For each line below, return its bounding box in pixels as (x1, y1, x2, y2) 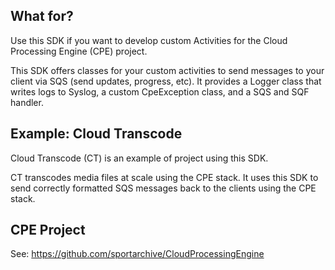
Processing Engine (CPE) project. (10, 45, 148, 57)
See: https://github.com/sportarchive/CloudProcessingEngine (10, 248, 265, 260)
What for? (10, 8, 74, 25)
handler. (10, 96, 44, 108)
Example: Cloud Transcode (10, 125, 183, 143)
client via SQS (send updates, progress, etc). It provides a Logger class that (10, 75, 322, 87)
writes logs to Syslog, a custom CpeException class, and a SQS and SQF (10, 85, 310, 98)
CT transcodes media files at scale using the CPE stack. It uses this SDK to (10, 171, 319, 183)
